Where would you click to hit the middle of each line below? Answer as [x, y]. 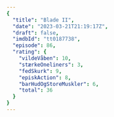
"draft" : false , [36, 33]
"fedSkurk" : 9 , [41, 71]
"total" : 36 [36, 90]
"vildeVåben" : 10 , [45, 58]
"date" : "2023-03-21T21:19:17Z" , [60, 26]
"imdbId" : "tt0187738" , [46, 39]
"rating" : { [30, 52]
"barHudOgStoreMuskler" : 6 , [59, 84]
